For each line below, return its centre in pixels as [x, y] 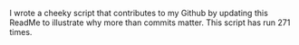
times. [21, 32]
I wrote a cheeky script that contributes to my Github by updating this [139, 13]
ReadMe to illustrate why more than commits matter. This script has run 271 [150, 22]
